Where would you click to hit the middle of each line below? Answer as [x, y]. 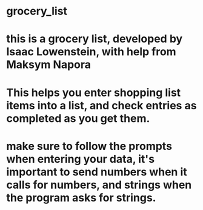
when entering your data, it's [81, 159]
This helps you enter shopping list [94, 93]
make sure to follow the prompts [89, 146]
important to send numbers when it [97, 172]
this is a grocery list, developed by [95, 39]
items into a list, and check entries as [101, 105]
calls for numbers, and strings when [99, 185]
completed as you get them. [78, 118]
